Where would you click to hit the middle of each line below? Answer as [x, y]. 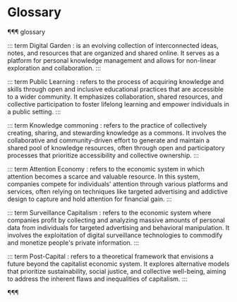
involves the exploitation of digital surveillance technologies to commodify [115, 235]
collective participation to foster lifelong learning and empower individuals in [118, 104]
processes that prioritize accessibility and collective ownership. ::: [103, 155]
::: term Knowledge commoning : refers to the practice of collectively [107, 125]
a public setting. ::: [34, 111]
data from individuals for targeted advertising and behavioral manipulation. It [119, 227]
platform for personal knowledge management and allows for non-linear [112, 60]
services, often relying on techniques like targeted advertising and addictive [117, 191]
